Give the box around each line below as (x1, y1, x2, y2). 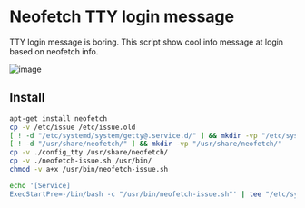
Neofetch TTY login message (9, 6, 234, 27)
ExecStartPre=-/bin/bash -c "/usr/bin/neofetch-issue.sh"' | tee (9, 189, 261, 199)
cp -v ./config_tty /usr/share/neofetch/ (9, 148, 169, 157)
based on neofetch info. (9, 45, 99, 56)
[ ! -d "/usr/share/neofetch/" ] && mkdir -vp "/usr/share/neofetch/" (9, 139, 282, 149)
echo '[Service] (9, 181, 71, 190)
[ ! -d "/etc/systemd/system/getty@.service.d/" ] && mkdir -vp (9, 131, 258, 140)
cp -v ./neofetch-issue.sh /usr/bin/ (9, 156, 152, 165)
